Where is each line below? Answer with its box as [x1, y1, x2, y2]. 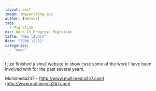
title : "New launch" [5, 34, 47, 39]
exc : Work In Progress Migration [5, 30, 72, 34]
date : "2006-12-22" [5, 39, 44, 44]
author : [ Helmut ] [5, 16, 40, 21]
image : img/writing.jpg [5, 12, 53, 16]
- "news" [9, 47, 27, 52]
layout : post [5, 7, 31, 12]
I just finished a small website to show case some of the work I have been [5, 61, 152, 67]
